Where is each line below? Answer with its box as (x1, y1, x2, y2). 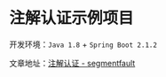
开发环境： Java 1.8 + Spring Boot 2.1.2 (9, 39, 158, 50)
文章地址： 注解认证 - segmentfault (9, 58, 136, 68)
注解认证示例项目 (9, 8, 135, 28)
